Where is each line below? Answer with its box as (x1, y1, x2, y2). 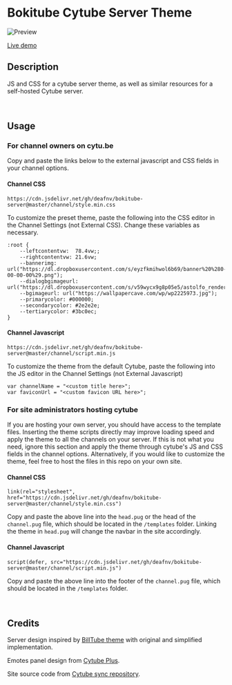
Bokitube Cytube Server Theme (7, 5, 192, 21)
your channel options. (7, 164, 69, 172)
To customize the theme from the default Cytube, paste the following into (7, 362, 215, 370)
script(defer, (7, 559, 48, 565)
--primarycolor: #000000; (19, 296, 95, 303)
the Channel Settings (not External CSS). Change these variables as (7, 220, 200, 229)
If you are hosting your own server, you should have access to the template (7, 420, 222, 429)
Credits (7, 617, 40, 629)
